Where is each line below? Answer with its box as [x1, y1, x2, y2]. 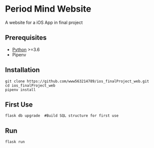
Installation [5, 66, 40, 74]
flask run [5, 140, 25, 145]
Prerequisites [5, 34, 47, 42]
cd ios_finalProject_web [5, 83, 56, 88]
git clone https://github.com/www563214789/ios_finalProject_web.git [5, 79, 150, 84]
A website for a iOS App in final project [5, 19, 83, 25]
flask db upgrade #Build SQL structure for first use [5, 113, 119, 118]
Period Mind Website [5, 3, 92, 15]
